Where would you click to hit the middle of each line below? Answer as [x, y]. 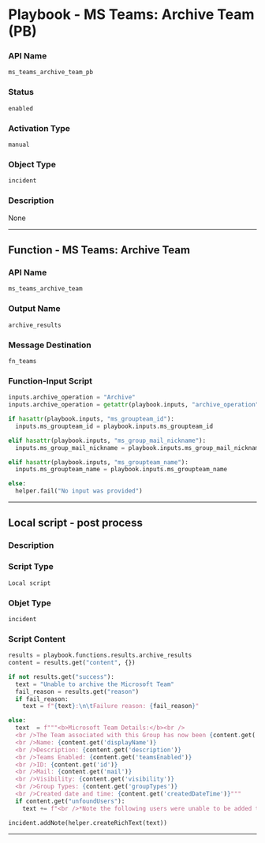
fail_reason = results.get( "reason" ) [77, 691]
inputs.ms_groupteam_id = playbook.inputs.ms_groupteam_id [114, 426]
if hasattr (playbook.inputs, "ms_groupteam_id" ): [91, 419]
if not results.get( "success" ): [61, 676]
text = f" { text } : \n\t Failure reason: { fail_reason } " [111, 706]
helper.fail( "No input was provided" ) [79, 491]
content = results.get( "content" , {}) [72, 663]
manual [19, 145]
